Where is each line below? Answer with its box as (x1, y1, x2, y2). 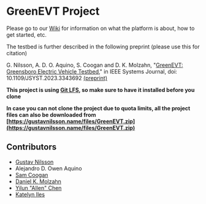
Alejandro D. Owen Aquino (15, 164, 82, 172)
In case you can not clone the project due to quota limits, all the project (6, 104, 191, 111)
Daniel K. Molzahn (15, 178, 61, 185)
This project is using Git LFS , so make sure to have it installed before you (6, 86, 195, 93)
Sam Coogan (15, 171, 48, 178)
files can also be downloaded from (6, 111, 96, 118)
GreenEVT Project (6, 4, 100, 18)
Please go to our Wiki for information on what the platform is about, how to (6, 25, 195, 32)
